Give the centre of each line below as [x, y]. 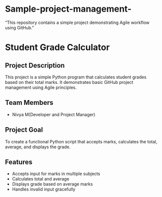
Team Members [29, 103]
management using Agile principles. [41, 87]
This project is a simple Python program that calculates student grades [76, 77]
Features [19, 162]
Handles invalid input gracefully [44, 189]
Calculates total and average [40, 179]
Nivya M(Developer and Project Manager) [54, 114]
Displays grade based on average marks [52, 184]
